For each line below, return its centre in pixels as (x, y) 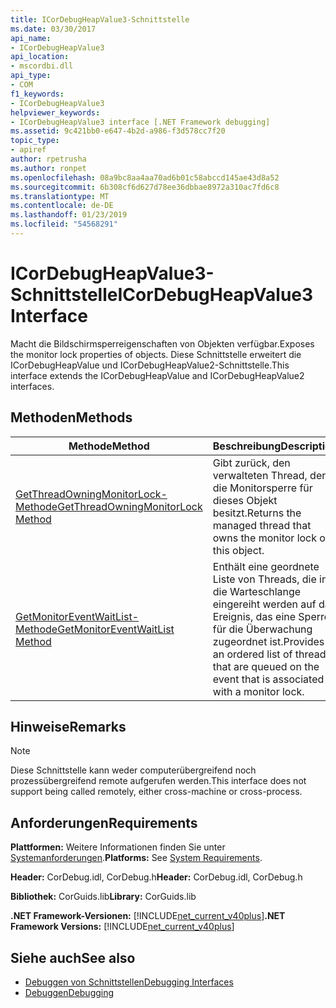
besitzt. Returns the (257, 513)
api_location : (40, 57)
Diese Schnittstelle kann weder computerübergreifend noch (133, 770)
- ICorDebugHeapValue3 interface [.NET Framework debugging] (140, 122)
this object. (238, 550)
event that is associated (268, 679)
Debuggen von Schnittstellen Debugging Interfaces (129, 982)
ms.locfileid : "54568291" (64, 224)
